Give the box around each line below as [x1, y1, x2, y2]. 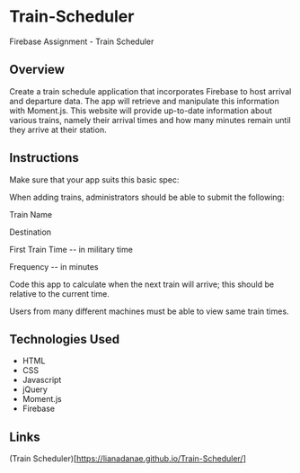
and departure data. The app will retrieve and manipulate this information [9, 95, 280, 106]
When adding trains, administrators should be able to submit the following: [9, 192, 285, 202]
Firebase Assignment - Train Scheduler [9, 36, 154, 47]
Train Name [9, 209, 52, 219]
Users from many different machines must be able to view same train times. [9, 306, 289, 317]
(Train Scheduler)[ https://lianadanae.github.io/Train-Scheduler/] [9, 453, 247, 464]
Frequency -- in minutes [9, 261, 99, 272]
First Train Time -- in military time [9, 244, 133, 254]
